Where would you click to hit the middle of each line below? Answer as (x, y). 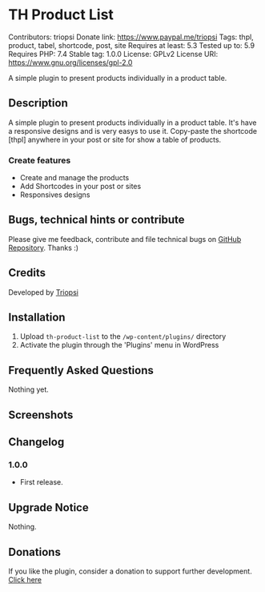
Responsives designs (55, 195)
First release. (41, 482)
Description (38, 103)
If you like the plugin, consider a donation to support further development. (130, 571)
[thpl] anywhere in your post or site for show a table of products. (115, 139)
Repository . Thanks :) (43, 248)
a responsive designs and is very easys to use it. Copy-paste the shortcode (133, 131)
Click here (25, 580)
